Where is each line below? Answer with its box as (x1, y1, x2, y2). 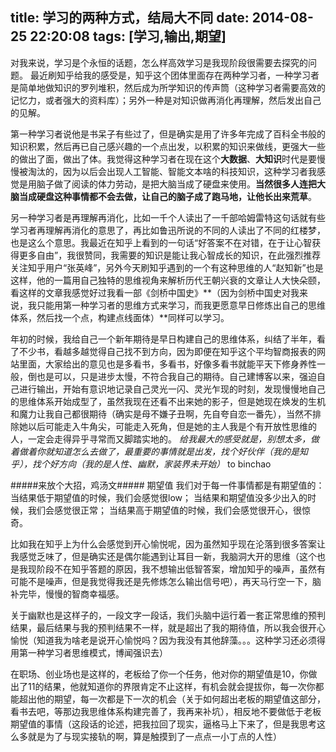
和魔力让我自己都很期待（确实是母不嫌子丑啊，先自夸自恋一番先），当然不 (10, 408, 313, 420)
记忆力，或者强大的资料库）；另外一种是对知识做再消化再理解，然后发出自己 (10, 94, 322, 106)
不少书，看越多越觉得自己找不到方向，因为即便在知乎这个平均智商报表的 (18, 345, 317, 357)
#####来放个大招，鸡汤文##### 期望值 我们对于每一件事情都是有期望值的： (10, 479, 325, 491)
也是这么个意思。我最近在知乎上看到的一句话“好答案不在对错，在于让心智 (10, 236, 313, 248)
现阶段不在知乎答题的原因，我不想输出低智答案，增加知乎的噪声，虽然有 (27, 563, 326, 575)
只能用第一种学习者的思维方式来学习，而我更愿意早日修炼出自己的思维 (36, 299, 326, 311)
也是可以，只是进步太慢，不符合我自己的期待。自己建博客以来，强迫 (36, 370, 317, 382)
